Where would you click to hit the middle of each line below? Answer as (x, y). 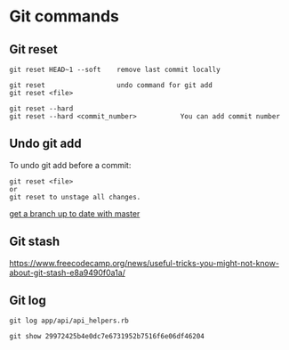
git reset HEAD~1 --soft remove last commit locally (115, 69)
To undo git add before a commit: (70, 165)
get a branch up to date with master (75, 213)
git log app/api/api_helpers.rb (69, 321)
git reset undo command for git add (111, 85)
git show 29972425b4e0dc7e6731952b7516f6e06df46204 (107, 337)
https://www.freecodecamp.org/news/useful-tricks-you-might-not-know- (144, 263)
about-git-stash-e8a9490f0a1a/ (68, 273)
